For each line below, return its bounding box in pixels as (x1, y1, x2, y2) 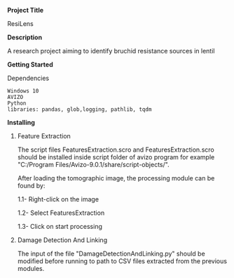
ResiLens (7, 20, 34, 27)
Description (7, 33, 43, 41)
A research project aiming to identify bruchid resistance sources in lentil (7, 47, 215, 55)
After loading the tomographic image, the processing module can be (17, 174, 215, 182)
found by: (17, 182, 46, 190)
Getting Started (7, 60, 54, 69)
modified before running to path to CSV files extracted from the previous (17, 257, 228, 265)
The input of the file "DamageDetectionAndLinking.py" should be (17, 249, 205, 258)
